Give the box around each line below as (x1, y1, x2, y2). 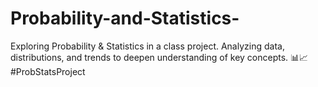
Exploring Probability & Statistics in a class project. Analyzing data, (10, 40, 285, 52)
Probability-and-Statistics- (10, 7, 240, 30)
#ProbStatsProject (10, 65, 86, 77)
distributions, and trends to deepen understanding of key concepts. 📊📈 (10, 51, 309, 63)
